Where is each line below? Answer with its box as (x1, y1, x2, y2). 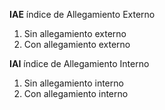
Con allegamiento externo (23, 39, 131, 50)
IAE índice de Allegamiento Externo (9, 9, 156, 20)
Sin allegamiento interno (23, 77, 124, 89)
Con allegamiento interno (23, 88, 129, 99)
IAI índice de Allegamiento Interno (9, 58, 150, 69)
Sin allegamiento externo (23, 28, 127, 39)
